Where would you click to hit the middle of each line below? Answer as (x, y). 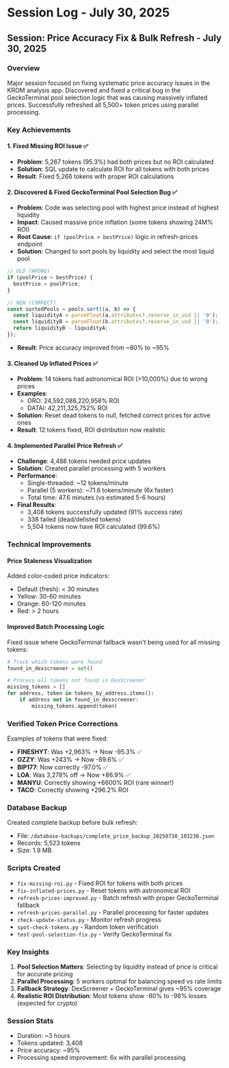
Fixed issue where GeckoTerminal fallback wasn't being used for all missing (113, 642)
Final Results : (37, 505)
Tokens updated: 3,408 (50, 1043)
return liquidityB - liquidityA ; (61, 328)
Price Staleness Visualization (50, 560)
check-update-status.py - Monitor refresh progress (89, 919)
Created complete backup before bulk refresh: (72, 823)
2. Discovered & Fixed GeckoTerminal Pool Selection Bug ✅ (92, 192)
